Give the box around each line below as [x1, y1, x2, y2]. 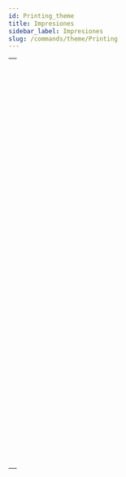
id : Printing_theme [8, 11, 75, 20]
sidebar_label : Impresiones [8, 27, 104, 35]
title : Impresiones [8, 20, 75, 28]
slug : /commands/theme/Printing [8, 34, 118, 43]
